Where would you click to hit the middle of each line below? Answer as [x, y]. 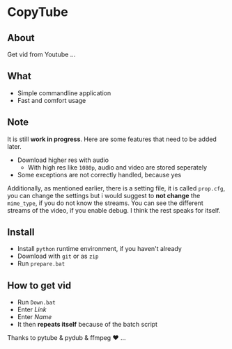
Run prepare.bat [41, 263]
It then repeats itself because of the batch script [87, 325]
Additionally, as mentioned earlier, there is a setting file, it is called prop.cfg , [116, 188]
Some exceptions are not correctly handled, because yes [99, 174]
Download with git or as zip [58, 256]
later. [15, 146]
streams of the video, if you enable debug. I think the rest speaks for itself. [114, 210]
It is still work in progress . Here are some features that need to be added [112, 139]
